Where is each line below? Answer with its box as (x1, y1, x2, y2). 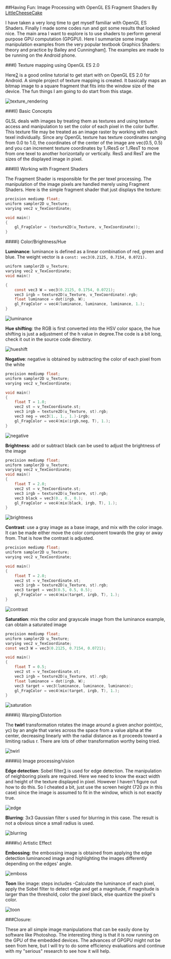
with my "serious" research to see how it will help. (5, 948, 111, 954)
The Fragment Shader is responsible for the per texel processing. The (5, 176, 152, 182)
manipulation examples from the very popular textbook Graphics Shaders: (5, 41, 161, 47)
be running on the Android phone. (5, 52, 77, 58)
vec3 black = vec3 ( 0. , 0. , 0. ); (14, 495, 83, 501)
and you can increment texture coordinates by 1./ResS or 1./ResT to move (5, 145, 159, 151)
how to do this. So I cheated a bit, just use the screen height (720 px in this (5, 784, 162, 790)
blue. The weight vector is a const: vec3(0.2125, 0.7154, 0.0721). (5, 254, 147, 260)
